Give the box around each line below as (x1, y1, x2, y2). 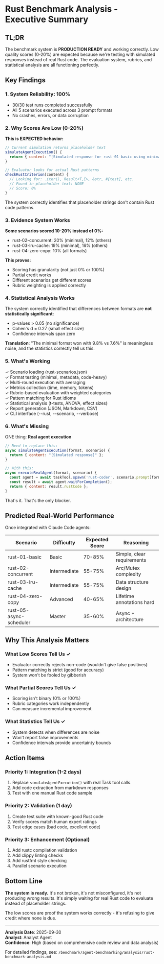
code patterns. (5, 204, 35, 210)
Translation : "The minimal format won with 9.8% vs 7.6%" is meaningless (5, 340, 153, 346)
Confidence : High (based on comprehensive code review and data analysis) (5, 940, 159, 945)
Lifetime (115, 593, 134, 600)
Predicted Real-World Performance (5, 512, 115, 520)
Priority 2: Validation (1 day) (5, 802, 72, 809)
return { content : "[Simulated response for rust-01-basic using (9, 154, 145, 159)
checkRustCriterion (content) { (5, 172, 69, 177)
